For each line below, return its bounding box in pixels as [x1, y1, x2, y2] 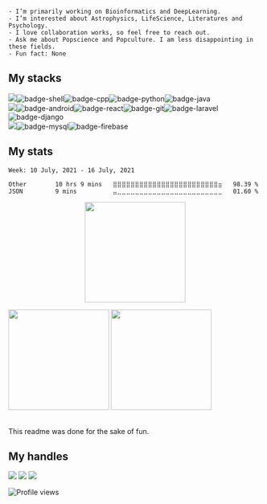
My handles [8, 450, 68, 464]
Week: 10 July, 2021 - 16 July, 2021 [8, 166, 135, 174]
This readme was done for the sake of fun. [8, 426, 150, 436]
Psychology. [8, 22, 48, 30]
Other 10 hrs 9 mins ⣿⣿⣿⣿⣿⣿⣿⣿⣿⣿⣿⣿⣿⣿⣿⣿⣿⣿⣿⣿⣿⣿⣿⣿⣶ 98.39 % [8, 180, 259, 188]
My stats [8, 145, 54, 158]
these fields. [8, 43, 56, 51]
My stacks [8, 72, 62, 85]
